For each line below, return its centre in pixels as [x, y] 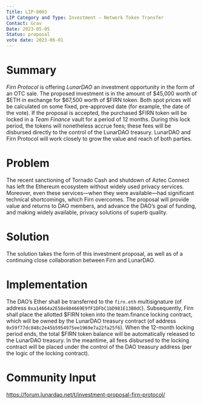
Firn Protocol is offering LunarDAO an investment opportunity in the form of [101, 87]
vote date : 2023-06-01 [35, 40]
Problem [28, 163]
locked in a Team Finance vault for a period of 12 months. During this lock [98, 119]
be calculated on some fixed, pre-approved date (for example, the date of [98, 106]
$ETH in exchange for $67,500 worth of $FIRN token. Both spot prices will [98, 100]
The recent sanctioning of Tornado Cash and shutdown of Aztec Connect [98, 180]
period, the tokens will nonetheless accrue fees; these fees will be [89, 126]
